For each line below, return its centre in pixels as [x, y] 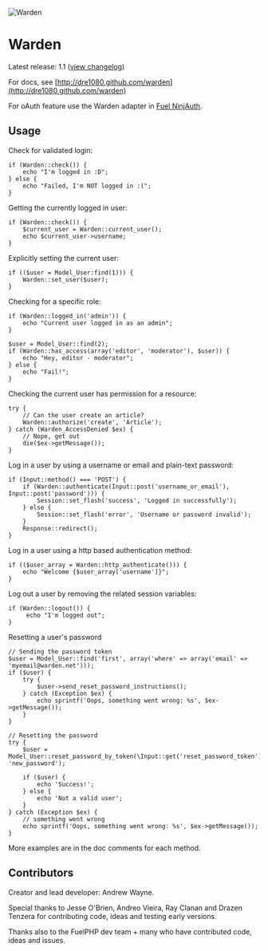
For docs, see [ [33, 82]
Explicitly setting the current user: [64, 258]
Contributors [41, 873]
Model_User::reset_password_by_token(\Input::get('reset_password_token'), [137, 756]
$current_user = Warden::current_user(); [92, 229]
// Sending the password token [60, 651]
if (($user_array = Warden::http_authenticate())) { [98, 565]
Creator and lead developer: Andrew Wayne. [81, 892]
